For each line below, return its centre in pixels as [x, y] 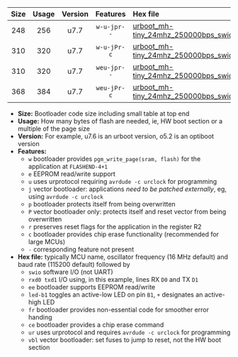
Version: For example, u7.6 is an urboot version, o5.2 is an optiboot [116, 136]
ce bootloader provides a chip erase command [96, 325]
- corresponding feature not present [81, 249]
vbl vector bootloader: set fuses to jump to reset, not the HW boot [125, 340]
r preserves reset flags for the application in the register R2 [115, 227]
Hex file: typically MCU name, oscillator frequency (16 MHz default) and [123, 257]
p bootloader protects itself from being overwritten [102, 204]
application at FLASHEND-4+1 [68, 166]
